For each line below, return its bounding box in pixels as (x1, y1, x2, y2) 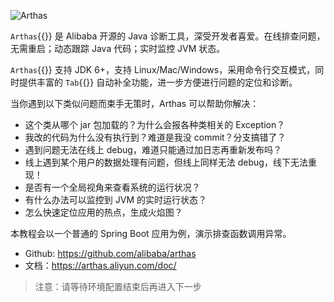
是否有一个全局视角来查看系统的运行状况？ (24, 181, 201, 193)
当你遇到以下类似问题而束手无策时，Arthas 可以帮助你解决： (10, 98, 260, 109)
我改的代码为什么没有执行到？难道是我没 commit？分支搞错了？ (24, 131, 287, 143)
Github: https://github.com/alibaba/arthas (24, 248, 197, 259)
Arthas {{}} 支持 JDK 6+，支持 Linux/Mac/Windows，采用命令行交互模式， (10, 64, 316, 75)
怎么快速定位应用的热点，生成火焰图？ (24, 206, 183, 218)
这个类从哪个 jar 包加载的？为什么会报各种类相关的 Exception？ (24, 119, 286, 130)
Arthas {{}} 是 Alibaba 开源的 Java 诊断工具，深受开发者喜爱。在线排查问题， (10, 30, 326, 42)
